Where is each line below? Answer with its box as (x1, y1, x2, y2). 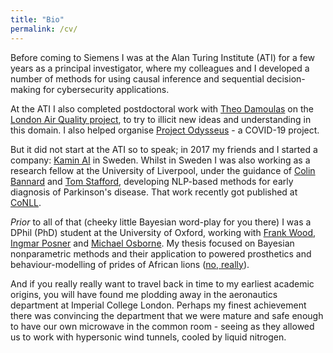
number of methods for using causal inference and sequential (10, 72, 265, 85)
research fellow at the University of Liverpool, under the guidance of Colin (10, 164, 316, 176)
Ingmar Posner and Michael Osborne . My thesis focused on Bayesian (10, 237, 295, 249)
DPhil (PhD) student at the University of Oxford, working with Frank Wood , (10, 226, 317, 238)
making (10, 83, 42, 95)
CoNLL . (10, 196, 42, 208)
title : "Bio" (10, 14, 65, 25)
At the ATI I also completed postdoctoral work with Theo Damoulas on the (10, 102, 314, 115)
